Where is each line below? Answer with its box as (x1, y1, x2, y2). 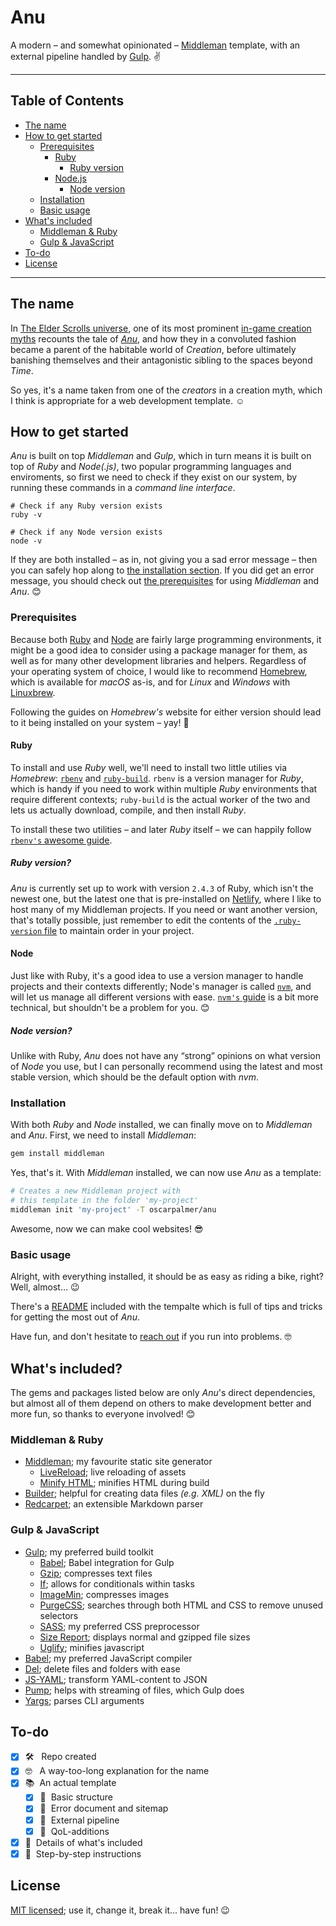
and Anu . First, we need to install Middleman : (10, 1129, 197, 1141)
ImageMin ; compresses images (39, 1588, 170, 1600)
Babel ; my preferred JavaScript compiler (24, 1652, 193, 1664)
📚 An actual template (24, 1777, 117, 1789)
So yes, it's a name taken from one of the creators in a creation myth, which (10, 384, 323, 396)
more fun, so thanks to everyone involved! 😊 (10, 1407, 196, 1420)
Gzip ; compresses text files (39, 1567, 153, 1579)
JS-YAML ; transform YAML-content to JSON (24, 1673, 208, 1685)
